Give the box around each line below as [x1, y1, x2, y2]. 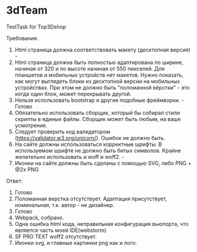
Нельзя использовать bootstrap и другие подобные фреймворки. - [14, 96, 185, 104]
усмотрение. [14, 122, 47, 129]
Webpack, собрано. [14, 214, 64, 221]
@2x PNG [14, 165, 39, 173]
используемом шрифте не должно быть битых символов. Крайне [14, 146, 181, 154]
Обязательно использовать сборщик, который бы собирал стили [14, 109, 180, 116]
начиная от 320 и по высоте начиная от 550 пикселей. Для [14, 65, 165, 72]
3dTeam [6, 4, 47, 17]
